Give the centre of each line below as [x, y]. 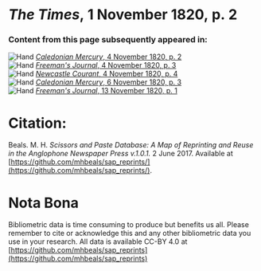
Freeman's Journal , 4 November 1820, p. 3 [106, 65]
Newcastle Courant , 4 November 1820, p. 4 [107, 74]
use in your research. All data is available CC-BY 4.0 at [98, 242]
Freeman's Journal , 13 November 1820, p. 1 [106, 91]
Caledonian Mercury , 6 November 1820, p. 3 [108, 82]
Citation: [37, 123]
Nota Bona [44, 203]
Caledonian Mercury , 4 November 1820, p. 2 [109, 57]
